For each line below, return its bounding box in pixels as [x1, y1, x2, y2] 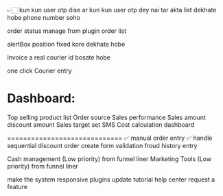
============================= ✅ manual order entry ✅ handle [7, 134, 213, 142]
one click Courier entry [7, 66, 72, 75]
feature [7, 182, 27, 191]
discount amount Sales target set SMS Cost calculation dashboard [7, 120, 195, 129]
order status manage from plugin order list [7, 27, 127, 35]
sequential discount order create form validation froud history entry [7, 141, 198, 149]
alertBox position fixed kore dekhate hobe [7, 40, 126, 48]
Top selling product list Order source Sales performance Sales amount [7, 113, 206, 121]
